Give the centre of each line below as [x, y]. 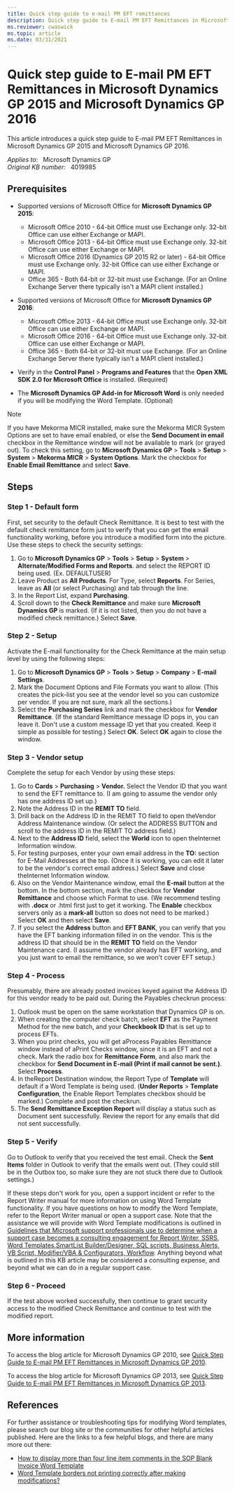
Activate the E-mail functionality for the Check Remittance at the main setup [116, 651]
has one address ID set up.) [57, 801]
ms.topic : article [34, 33]
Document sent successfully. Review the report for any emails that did [118, 1116]
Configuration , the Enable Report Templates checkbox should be [112, 1094]
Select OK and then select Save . [64, 920]
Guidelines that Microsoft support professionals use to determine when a [113, 1230]
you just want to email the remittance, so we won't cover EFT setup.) [116, 958]
